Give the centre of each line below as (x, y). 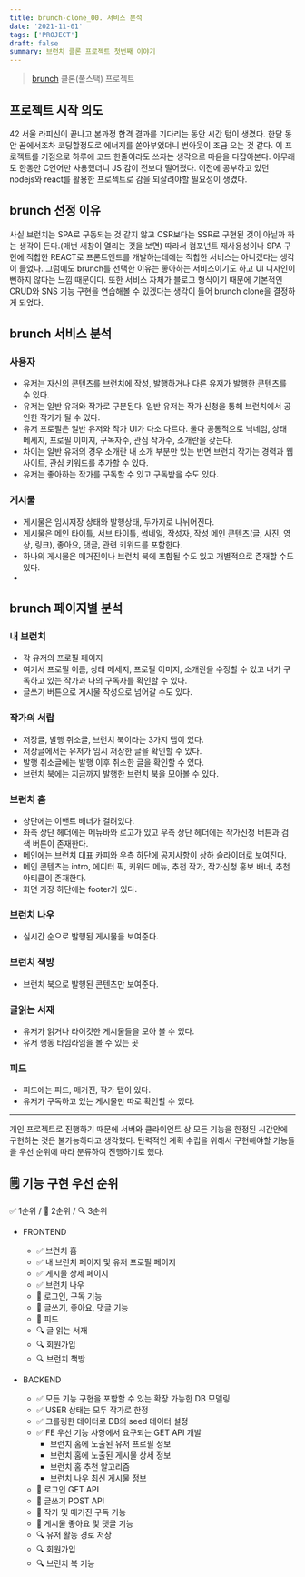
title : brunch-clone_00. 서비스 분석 (76, 18)
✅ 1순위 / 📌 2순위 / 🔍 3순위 (59, 1211)
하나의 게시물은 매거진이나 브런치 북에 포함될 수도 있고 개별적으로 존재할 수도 (158, 556)
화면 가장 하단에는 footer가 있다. (80, 889)
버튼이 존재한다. (60, 844)
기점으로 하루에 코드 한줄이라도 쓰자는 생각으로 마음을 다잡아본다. (156, 156)
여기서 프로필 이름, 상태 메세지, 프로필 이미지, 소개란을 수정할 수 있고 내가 (152, 669)
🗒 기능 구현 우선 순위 (64, 1183)
